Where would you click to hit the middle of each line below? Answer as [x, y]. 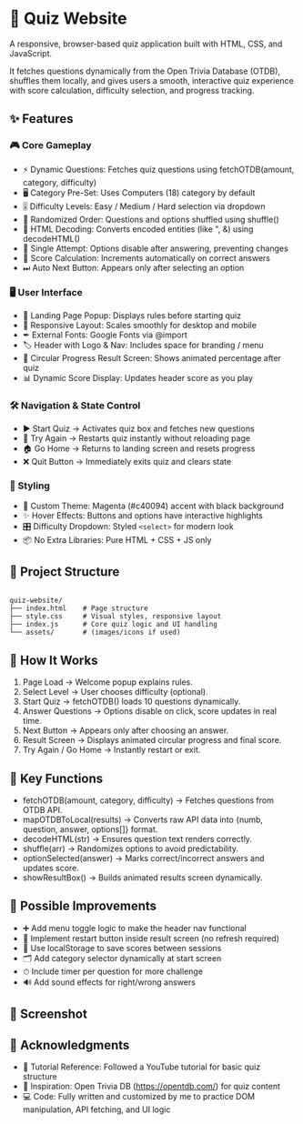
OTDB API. [42, 809]
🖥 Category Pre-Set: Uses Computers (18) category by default [139, 192]
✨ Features [41, 119]
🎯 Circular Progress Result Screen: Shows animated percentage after [152, 357]
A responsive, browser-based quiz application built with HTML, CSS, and [146, 44]
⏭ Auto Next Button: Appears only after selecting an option [133, 267]
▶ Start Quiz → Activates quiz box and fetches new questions [138, 429]
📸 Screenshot [49, 1014]
